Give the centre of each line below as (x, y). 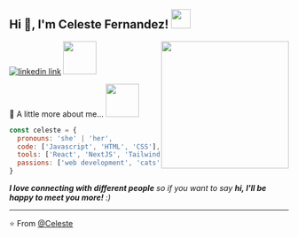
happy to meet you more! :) (60, 198)
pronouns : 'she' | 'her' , (65, 138)
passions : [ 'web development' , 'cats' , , (109, 163)
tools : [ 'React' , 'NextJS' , (69, 155)
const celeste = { (43, 130)
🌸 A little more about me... (57, 114)
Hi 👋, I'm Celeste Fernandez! (89, 24)
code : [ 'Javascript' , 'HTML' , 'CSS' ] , (89, 147)
